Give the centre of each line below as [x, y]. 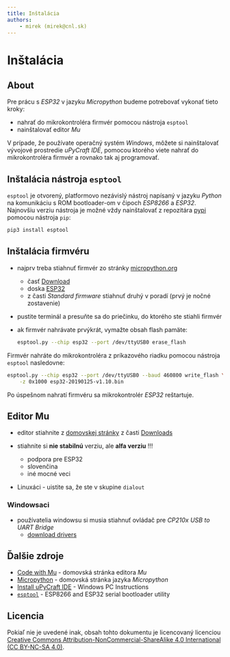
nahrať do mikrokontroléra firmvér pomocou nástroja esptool [103, 122]
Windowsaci [28, 505]
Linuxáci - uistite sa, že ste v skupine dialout [81, 487]
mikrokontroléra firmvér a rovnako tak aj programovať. [83, 158]
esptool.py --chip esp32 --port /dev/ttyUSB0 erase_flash [101, 342]
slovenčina [42, 466]
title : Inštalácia [33, 13]
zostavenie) [43, 303]
